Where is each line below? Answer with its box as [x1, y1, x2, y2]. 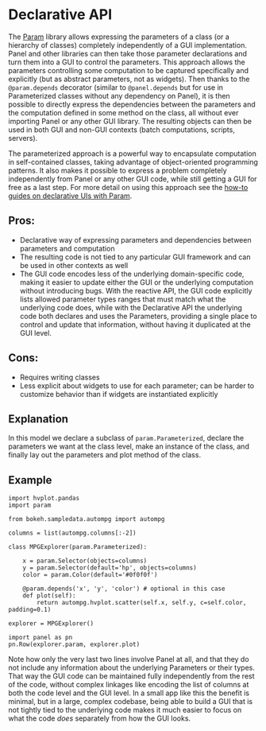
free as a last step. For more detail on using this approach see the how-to [8, 182, 249, 192]
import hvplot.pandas [8, 495, 80, 503]
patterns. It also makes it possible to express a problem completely [8, 165, 228, 175]
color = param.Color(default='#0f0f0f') [22, 571, 158, 579]
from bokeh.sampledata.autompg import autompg [8, 515, 165, 523]
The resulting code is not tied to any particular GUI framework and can [19, 252, 251, 262]
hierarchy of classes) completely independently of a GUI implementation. [8, 40, 248, 49]
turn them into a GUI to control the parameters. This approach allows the [8, 57, 245, 67]
